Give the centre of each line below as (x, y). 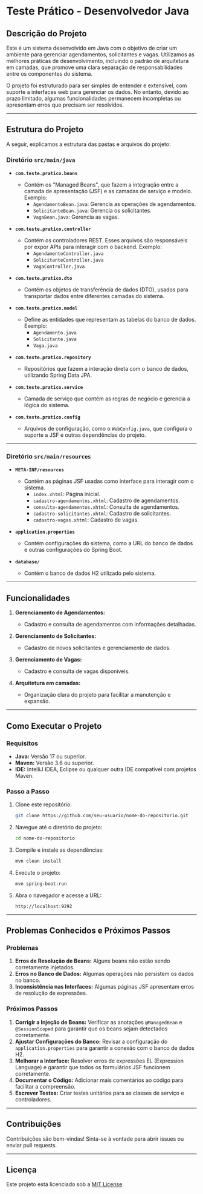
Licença (22, 1169)
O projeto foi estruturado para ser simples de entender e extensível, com (97, 85)
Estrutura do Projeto (45, 129)
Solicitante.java (55, 340)
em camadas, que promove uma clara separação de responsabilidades (95, 67)
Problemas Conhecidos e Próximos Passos (88, 931)
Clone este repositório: (43, 804)
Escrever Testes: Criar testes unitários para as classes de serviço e (99, 1093)
